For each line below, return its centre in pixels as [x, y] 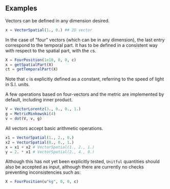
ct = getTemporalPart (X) [32, 69]
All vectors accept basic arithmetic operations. [54, 128]
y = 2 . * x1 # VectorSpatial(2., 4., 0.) [50, 152]
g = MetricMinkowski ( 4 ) [31, 114]
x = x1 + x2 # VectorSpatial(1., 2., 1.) [50, 147]
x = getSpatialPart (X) [29, 65]
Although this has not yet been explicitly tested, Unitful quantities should [82, 161]
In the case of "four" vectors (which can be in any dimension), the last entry [85, 40]
